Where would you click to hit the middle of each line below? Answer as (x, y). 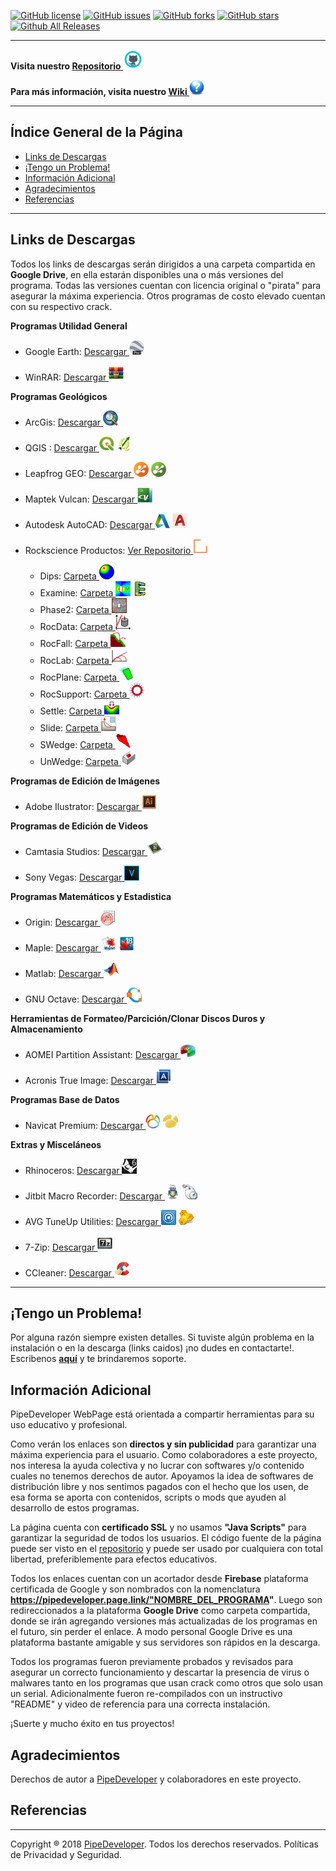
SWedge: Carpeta (76, 744)
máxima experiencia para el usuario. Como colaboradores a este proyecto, (164, 1455)
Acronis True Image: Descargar (89, 1080)
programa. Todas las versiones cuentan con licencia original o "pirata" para (166, 285)
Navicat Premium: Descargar (84, 1125)
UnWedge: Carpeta (79, 761)
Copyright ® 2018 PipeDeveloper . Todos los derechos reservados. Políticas (164, 1844)
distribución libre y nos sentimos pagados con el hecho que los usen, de (159, 1487)
